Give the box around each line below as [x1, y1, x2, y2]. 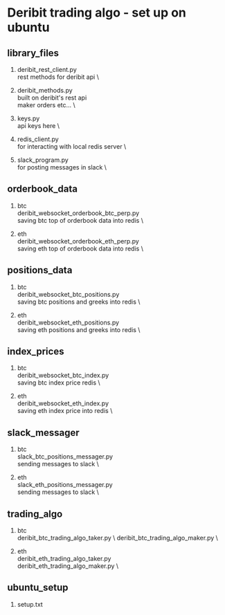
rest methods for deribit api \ [17, 73, 99, 81]
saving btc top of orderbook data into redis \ [17, 216, 144, 224]
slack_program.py [17, 156, 69, 164]
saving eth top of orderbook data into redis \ [17, 244, 144, 253]
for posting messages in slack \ [17, 163, 107, 171]
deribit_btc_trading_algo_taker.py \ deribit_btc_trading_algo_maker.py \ [17, 534, 218, 542]
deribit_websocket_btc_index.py [17, 371, 109, 380]
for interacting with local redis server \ [17, 143, 127, 150]
